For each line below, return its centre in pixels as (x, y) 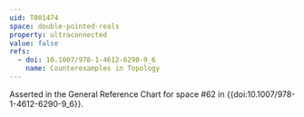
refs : (20, 52)
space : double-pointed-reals (64, 26)
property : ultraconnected (58, 34)
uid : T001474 (34, 18)
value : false (34, 43)
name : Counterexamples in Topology (93, 69)
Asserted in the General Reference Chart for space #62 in (117, 94)
